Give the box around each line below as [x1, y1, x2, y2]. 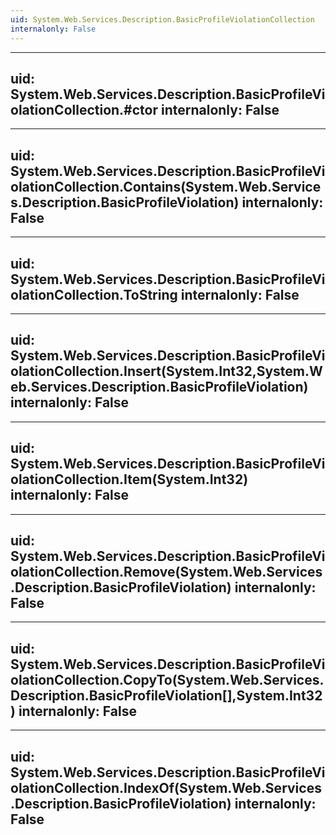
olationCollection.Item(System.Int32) [10, 471, 249, 488]
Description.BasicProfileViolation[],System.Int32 [10, 687, 323, 704]
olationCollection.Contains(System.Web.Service [10, 178, 322, 195]
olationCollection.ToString [10, 286, 178, 303]
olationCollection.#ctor [10, 101, 159, 118]
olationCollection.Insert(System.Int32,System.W [10, 363, 323, 380]
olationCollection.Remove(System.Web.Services [10, 563, 323, 580]
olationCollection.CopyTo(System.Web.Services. [10, 671, 325, 688]
